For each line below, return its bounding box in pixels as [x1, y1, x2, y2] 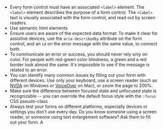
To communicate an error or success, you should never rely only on [9, 51, 148, 57]
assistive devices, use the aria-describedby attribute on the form [9, 35, 142, 41]
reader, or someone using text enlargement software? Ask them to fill [9, 114, 151, 120]
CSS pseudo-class [9, 98, 48, 104]
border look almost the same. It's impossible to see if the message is [9, 62, 150, 67]
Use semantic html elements [9, 25, 68, 31]
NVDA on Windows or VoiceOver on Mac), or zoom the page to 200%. [9, 83, 153, 88]
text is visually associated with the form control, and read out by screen [9, 15, 156, 20]
